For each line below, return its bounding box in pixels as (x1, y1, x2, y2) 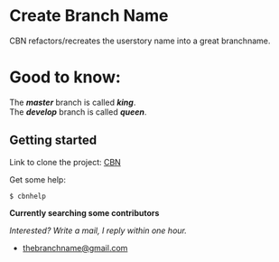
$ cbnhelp (9, 192, 47, 201)
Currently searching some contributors (9, 207, 160, 218)
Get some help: (9, 173, 66, 185)
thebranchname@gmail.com (22, 242, 128, 253)
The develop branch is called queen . (9, 106, 147, 117)
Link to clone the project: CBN (9, 156, 122, 167)
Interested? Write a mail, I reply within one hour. (9, 225, 188, 236)
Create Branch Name (9, 5, 169, 26)
